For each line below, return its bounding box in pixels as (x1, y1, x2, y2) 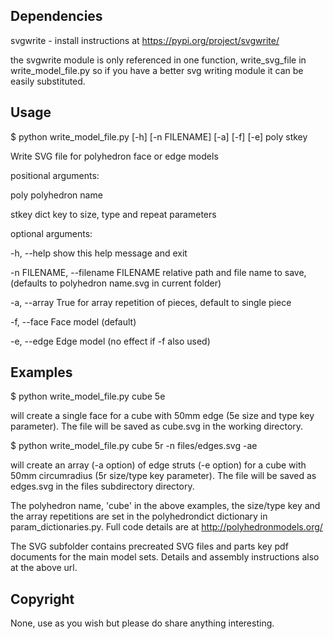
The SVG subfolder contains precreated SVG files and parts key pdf (10, 540, 289, 553)
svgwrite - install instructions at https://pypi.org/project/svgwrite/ (10, 34, 280, 46)
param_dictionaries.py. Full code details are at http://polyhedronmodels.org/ (10, 521, 323, 533)
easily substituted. (10, 75, 86, 87)
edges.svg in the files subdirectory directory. (10, 480, 195, 493)
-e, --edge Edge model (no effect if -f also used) (10, 335, 211, 347)
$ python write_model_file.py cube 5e (10, 390, 166, 403)
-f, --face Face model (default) (10, 315, 137, 328)
